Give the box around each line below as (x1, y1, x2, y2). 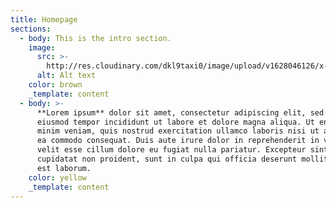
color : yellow (28, 172, 87, 183)
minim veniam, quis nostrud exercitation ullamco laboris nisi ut (36, 126, 320, 136)
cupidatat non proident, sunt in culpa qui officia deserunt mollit (36, 154, 329, 164)
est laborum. (36, 163, 92, 173)
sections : (10, 24, 52, 34)
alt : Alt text (36, 71, 97, 81)
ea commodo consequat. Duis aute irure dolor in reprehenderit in (36, 136, 320, 146)
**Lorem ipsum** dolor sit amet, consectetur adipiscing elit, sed (36, 107, 325, 118)
